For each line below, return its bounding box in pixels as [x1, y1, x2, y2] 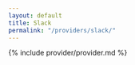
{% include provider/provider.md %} [8, 48, 128, 58]
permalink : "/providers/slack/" [8, 26, 116, 34]
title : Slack [8, 19, 52, 27]
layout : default [8, 11, 62, 20]
